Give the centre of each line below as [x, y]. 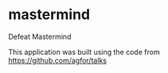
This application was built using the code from [84, 52]
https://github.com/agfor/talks [58, 60]
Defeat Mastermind [40, 36]
